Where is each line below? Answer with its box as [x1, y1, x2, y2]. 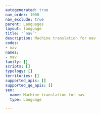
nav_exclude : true [5, 17, 44, 22]
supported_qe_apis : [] [5, 83, 53, 88]
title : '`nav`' [5, 31, 37, 36]
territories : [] [5, 73, 39, 79]
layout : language [5, 26, 42, 31]
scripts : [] [5, 64, 30, 69]
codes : [5, 41, 19, 46]
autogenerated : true [5, 7, 49, 13]
